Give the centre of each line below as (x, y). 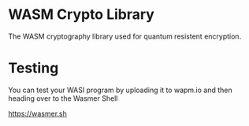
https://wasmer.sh (37, 113)
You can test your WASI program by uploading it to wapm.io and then (120, 90)
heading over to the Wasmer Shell (63, 98)
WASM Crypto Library (82, 15)
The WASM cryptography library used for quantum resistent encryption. (125, 36)
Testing (33, 68)
